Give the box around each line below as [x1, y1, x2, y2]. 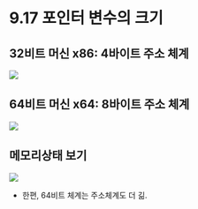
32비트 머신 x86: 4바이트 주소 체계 [9, 46, 189, 61]
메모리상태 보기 [9, 148, 88, 163]
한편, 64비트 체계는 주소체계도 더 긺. [21, 190, 148, 200]
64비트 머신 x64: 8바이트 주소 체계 [9, 97, 190, 112]
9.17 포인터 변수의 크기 [9, 8, 164, 28]
